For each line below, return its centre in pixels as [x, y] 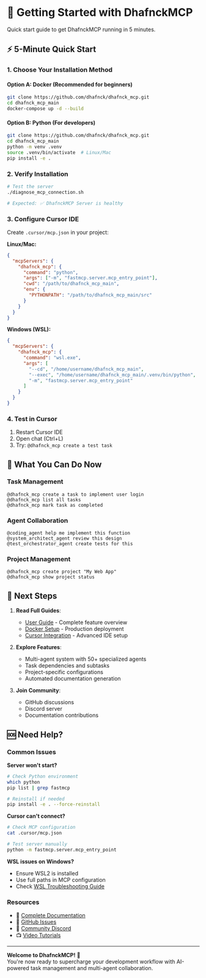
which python [24, 782]
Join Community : [38, 691]
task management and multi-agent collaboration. [92, 968]
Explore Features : [39, 647]
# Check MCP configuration [41, 828]
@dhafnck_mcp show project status [51, 577]
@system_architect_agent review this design [64, 539]
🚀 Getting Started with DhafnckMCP [100, 13]
